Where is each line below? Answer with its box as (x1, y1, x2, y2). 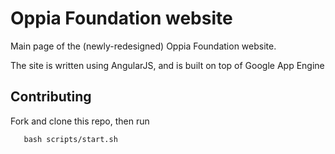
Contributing (10, 88, 92, 106)
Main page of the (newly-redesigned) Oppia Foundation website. (10, 40, 277, 52)
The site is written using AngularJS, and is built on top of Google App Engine (10, 59, 325, 71)
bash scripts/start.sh (23, 134, 118, 144)
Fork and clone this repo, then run (10, 115, 150, 127)
